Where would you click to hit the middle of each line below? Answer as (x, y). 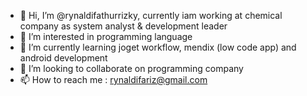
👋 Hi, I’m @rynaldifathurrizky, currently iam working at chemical (151, 15)
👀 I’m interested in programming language (106, 36)
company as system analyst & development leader (123, 26)
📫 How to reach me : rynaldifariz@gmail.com (113, 79)
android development (63, 58)
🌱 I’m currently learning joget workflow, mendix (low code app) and (158, 47)
